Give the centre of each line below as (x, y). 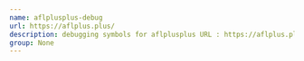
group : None (32, 43)
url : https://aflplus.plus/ (62, 26)
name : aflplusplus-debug (56, 17)
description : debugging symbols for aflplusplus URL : (115, 34)
